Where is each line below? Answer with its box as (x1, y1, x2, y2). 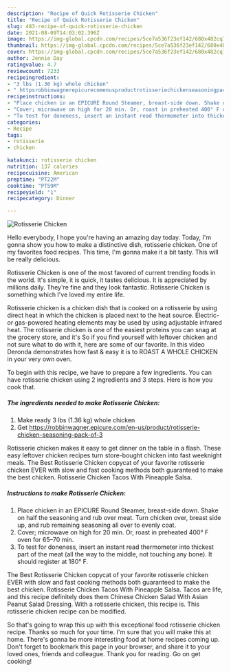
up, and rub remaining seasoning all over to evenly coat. (16, 521, 177, 530)
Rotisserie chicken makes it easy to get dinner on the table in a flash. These (7, 444, 221, 453)
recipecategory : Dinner (7, 195, 76, 202)
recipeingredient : (7, 74, 60, 81)
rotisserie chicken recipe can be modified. (7, 607, 126, 616)
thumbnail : (7, 42, 38, 49)
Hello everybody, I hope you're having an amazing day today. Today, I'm (7, 233, 212, 241)
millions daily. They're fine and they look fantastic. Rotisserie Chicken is (7, 283, 210, 292)
